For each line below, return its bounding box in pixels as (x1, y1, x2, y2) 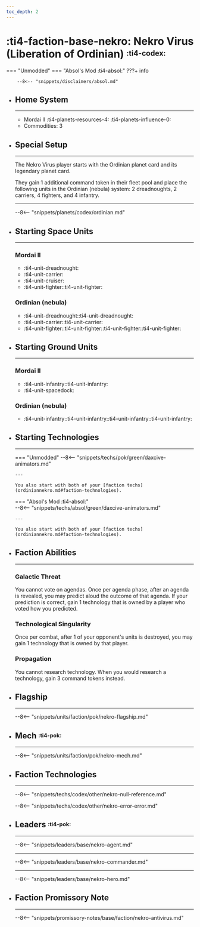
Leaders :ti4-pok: (14, 820, 71, 830)
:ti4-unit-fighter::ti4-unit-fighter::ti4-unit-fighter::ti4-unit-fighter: (23, 325, 182, 332)
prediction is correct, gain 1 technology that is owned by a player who (14, 598, 186, 606)
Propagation (14, 655, 52, 663)
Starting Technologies (14, 432, 99, 442)
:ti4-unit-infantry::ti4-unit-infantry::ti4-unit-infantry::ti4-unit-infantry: (23, 415, 192, 422)
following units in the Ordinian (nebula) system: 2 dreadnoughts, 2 (14, 186, 177, 193)
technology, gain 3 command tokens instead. (14, 675, 126, 682)
